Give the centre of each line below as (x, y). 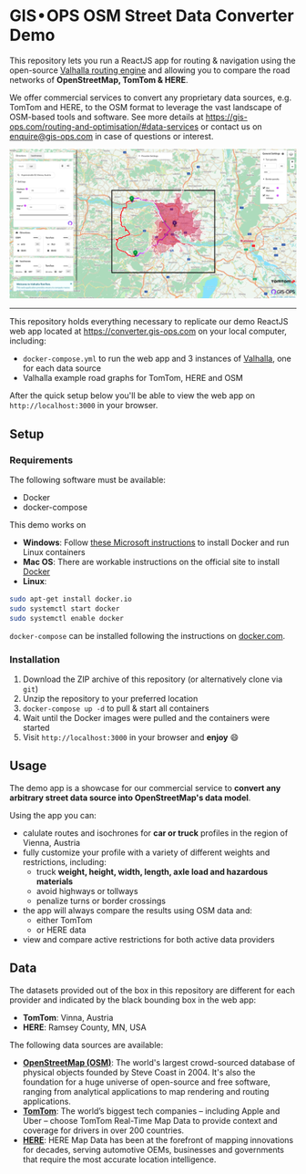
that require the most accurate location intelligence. (119, 1159)
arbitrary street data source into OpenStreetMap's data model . (130, 798)
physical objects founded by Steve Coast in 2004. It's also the (139, 1072)
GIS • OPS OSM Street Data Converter (152, 16)
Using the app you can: (53, 815)
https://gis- (226, 117)
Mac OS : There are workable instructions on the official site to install (151, 561)
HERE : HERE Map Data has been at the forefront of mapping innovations (158, 1139)
